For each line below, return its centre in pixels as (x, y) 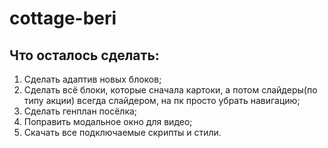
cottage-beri (63, 18)
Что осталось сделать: (84, 55)
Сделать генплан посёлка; (80, 111)
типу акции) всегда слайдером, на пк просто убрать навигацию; (162, 100)
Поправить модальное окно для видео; (108, 121)
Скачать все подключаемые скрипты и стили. (122, 132)
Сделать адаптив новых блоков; (92, 79)
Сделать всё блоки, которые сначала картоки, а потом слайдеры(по (170, 90)
